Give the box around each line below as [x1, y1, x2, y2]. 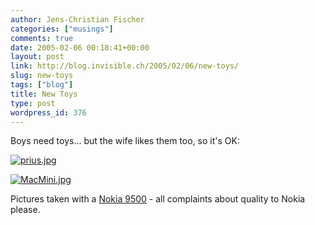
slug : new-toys [10, 71, 74, 81]
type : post [10, 98, 56, 108]
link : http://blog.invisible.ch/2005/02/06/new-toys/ [10, 61, 240, 71]
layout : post [10, 52, 65, 62]
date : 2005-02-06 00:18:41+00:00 [10, 42, 150, 53]
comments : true [10, 33, 74, 43]
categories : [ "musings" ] [10, 24, 114, 34]
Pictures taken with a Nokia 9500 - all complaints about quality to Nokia [10, 193, 306, 205]
